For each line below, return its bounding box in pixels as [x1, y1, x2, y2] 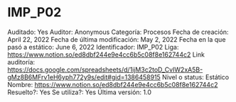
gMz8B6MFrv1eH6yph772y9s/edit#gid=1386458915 [7, 72, 161, 81]
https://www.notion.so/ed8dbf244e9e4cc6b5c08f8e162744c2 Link [7, 50, 205, 59]
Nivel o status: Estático [162, 72, 230, 81]
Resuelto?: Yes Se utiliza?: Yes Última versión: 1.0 [7, 88, 151, 96]
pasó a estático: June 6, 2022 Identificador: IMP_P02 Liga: [7, 42, 179, 51]
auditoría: [7, 57, 36, 66]
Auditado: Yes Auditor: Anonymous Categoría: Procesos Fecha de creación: [7, 28, 229, 36]
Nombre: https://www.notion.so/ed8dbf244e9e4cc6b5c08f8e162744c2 [7, 80, 218, 89]
